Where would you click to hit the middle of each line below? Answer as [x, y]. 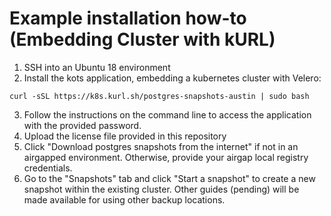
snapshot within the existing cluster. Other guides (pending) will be [161, 189]
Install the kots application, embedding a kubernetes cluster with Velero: [172, 78]
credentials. [48, 168]
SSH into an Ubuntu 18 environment [97, 67]
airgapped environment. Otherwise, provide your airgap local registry [166, 157]
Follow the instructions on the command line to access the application [167, 114]
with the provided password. [82, 125]
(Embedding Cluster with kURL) [142, 39]
